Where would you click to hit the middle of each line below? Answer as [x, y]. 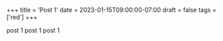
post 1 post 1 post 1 [33, 30]
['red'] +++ [22, 17]
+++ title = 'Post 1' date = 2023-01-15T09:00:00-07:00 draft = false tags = [111, 10]
